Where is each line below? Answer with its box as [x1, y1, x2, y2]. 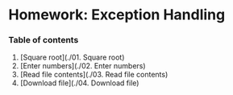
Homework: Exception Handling [8, 6, 226, 24]
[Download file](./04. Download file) [19, 78, 139, 88]
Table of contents [8, 35, 79, 46]
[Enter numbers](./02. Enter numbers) [19, 61, 147, 71]
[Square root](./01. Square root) [19, 52, 125, 62]
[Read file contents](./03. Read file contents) [19, 70, 169, 80]
